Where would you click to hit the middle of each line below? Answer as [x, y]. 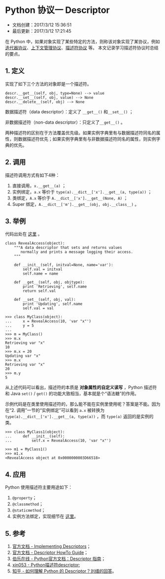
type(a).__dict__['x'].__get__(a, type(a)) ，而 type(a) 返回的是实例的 [79, 417]
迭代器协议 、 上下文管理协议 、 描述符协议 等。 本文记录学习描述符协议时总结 [82, 48]
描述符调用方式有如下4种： [33, 175]
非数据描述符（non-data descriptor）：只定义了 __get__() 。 [65, 122]
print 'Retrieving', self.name [55, 287]
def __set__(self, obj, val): [45, 300]
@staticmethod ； [29, 510]
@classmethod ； [28, 504]
